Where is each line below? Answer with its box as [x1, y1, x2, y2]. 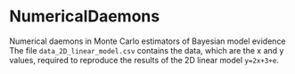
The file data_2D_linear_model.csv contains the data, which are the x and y [9, 45, 284, 55]
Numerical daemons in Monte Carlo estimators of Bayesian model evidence [9, 36, 287, 46]
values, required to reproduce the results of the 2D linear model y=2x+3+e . [9, 54, 279, 65]
